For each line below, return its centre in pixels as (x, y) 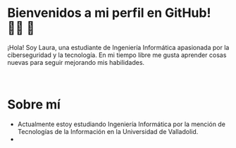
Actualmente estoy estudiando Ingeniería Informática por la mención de (121, 124)
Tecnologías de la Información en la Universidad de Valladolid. (108, 131)
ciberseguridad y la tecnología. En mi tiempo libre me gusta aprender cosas (117, 55)
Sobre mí (34, 105)
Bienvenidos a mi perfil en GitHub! (109, 13)
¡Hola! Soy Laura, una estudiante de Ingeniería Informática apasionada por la (118, 47)
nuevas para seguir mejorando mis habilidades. (76, 62)
